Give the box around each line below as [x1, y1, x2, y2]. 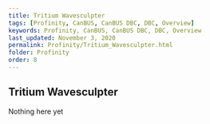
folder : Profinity [8, 48, 69, 56]
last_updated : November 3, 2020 [8, 33, 116, 42]
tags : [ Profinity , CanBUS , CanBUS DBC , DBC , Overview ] [8, 19, 195, 27]
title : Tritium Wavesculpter [8, 11, 105, 20]
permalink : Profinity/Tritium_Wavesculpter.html [8, 41, 173, 49]
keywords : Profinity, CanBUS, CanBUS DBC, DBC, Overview [8, 26, 202, 34]
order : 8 [8, 56, 38, 64]
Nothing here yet [8, 107, 64, 116]
